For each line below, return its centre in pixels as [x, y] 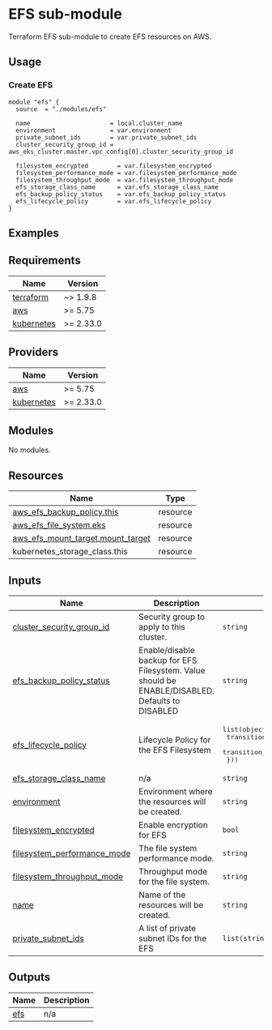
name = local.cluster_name [99, 123]
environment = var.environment [94, 130]
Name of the [162, 895]
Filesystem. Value [172, 671]
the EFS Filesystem [175, 750]
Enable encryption [173, 825]
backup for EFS [168, 660]
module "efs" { [34, 102]
